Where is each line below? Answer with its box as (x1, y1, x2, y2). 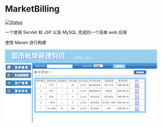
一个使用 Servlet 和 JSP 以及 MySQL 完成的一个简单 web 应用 (5, 29, 127, 35)
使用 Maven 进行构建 (5, 40, 47, 45)
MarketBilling (5, 3, 60, 14)
